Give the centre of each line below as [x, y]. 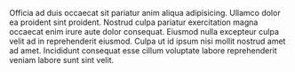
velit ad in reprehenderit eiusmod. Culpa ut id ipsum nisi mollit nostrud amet [147, 41]
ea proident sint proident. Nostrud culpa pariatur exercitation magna [134, 22]
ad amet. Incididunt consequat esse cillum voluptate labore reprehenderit [143, 51]
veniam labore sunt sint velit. [62, 60]
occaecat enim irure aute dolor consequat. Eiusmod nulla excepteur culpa [144, 32]
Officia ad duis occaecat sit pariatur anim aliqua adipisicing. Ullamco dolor [145, 13]
